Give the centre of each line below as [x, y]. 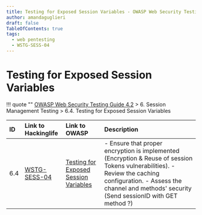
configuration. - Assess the [143, 181]
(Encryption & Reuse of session [148, 158]
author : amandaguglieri [36, 17]
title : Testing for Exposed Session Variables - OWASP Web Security [94, 12]
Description [121, 129]
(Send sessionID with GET [141, 196]
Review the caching [132, 173]
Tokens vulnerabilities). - [140, 166]
